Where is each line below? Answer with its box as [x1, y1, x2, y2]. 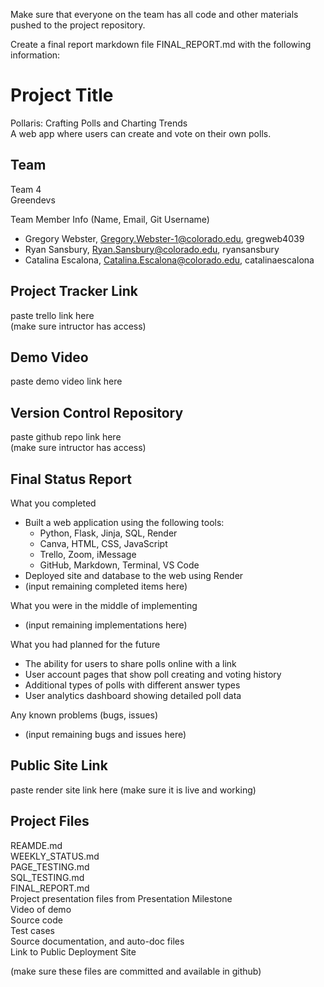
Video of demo [10, 903, 72, 915]
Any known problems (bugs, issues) [10, 709, 159, 721]
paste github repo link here [10, 431, 122, 443]
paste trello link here [10, 309, 95, 321]
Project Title [10, 84, 114, 107]
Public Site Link [10, 757, 108, 774]
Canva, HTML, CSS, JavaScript [39, 538, 168, 549]
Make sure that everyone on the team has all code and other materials [10, 9, 299, 20]
